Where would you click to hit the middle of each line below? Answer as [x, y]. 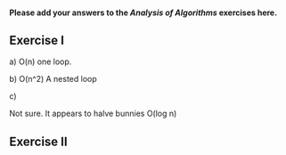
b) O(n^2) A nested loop [53, 79]
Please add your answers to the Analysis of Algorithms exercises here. [143, 12]
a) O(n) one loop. [41, 61]
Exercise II [39, 141]
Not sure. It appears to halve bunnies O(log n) [93, 114]
